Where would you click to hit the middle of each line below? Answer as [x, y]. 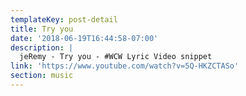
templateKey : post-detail [64, 19]
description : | [42, 47]
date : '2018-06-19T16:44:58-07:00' [84, 38]
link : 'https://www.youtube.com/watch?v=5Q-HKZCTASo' [125, 66]
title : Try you [42, 29]
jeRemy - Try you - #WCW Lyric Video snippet [116, 57]
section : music [42, 76]
